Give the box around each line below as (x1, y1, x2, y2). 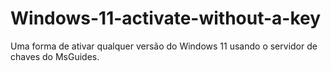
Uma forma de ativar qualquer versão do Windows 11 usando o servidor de (10, 40, 318, 52)
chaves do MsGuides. (10, 50, 100, 62)
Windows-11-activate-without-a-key (10, 7, 322, 30)
